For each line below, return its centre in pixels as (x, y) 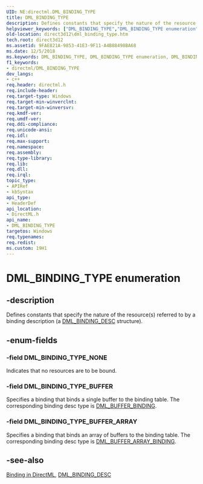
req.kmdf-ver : (24, 113)
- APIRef (17, 186)
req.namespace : (25, 147)
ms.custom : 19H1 (27, 248)
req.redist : (21, 243)
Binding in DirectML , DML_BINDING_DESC (59, 475)
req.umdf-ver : (24, 119)
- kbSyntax (20, 192)
